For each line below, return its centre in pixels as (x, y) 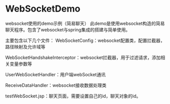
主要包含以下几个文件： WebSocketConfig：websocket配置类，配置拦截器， (85, 40)
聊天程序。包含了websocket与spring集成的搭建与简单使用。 (68, 30)
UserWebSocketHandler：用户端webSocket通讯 (55, 74)
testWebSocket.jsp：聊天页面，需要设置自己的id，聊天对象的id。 (73, 96)
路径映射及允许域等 (25, 46)
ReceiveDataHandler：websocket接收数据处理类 (56, 85)
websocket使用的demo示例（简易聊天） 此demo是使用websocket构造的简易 (85, 23)
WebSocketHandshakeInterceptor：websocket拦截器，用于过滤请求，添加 (83, 57)
